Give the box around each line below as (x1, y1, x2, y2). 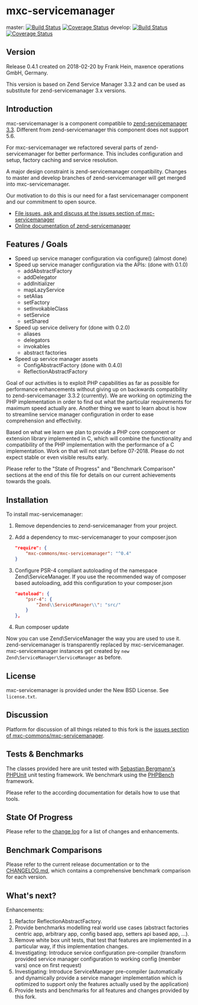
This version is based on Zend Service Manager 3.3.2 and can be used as (6, 80, 186, 88)
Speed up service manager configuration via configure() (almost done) (14, 255, 187, 262)
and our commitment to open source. (6, 198, 97, 205)
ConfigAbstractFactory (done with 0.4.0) (23, 362, 123, 369)
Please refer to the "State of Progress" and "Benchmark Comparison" (6, 466, 176, 473)
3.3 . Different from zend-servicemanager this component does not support (6, 126, 189, 133)
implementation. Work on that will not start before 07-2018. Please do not (6, 448, 184, 455)
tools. (6, 795, 20, 802)
